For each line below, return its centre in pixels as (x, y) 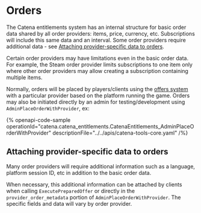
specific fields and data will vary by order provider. (69, 203)
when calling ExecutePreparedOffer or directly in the (71, 191)
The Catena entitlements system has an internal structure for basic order (96, 27)
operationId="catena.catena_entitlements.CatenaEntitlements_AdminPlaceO (100, 126)
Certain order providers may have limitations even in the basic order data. (97, 58)
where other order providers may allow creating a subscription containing (97, 71)
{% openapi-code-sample (39, 120)
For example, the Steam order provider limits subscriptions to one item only (99, 65)
